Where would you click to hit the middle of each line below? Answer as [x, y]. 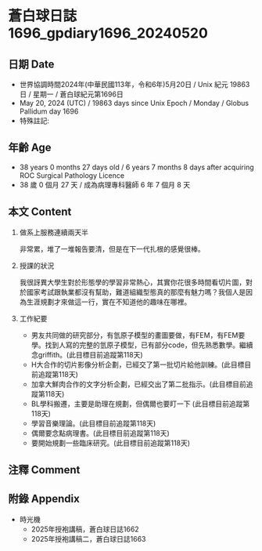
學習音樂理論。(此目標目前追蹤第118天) [93, 423]
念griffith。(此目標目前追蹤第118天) [87, 354]
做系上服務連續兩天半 [54, 232]
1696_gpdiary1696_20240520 [108, 33]
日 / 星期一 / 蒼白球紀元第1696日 [71, 94]
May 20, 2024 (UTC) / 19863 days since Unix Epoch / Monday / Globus [134, 103]
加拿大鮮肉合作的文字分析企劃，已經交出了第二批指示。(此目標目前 [138, 384]
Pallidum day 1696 [49, 111]
